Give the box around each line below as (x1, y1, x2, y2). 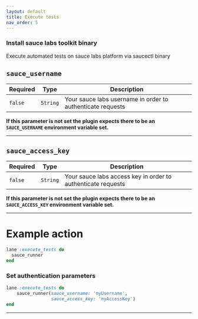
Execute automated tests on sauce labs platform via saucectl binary (6, 52, 171, 59)
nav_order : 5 (6, 19, 38, 25)
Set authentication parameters (6, 271, 96, 280)
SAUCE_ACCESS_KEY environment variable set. (6, 201, 114, 208)
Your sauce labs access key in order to (64, 172, 172, 181)
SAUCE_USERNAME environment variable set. (6, 124, 109, 131)
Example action (6, 227, 84, 241)
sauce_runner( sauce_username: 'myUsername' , (16, 291, 128, 297)
